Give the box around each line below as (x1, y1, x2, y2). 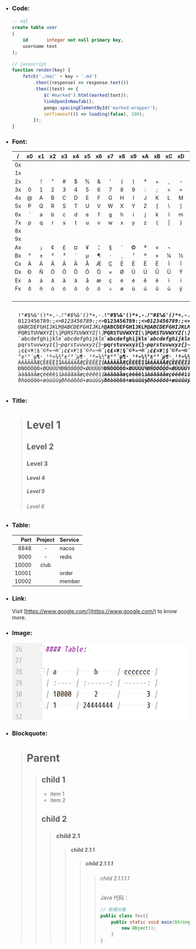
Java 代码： (100, 894, 129, 901)
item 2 (50, 797, 66, 804)
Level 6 (26, 503, 44, 510)
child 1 (41, 775, 66, 785)
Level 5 (26, 488, 45, 495)
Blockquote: (11, 729, 48, 737)
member (59, 578, 81, 585)
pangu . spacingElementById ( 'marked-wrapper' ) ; (43, 105, 158, 111)
